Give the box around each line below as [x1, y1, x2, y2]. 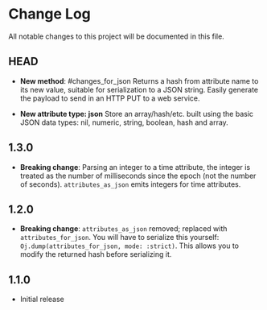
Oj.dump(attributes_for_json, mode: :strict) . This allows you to [19, 241, 240, 250]
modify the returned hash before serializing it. [19, 250, 172, 259]
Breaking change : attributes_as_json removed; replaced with [19, 224, 228, 234]
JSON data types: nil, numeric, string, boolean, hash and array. [19, 118, 229, 127]
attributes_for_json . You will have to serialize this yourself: [19, 233, 220, 242]
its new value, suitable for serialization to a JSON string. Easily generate [19, 85, 259, 94]
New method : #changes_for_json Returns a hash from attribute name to [19, 76, 259, 85]
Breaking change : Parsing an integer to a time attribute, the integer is [19, 162, 251, 172]
